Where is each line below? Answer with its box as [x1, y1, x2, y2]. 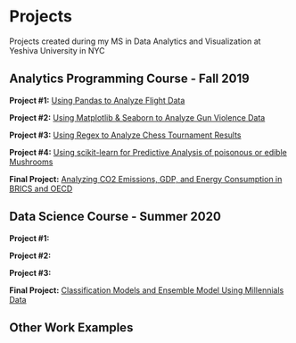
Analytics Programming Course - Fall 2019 [9, 71, 250, 87]
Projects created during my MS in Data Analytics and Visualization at [9, 36, 261, 46]
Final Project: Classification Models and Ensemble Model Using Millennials [9, 284, 284, 296]
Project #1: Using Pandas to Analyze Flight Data [9, 95, 185, 105]
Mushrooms [9, 156, 53, 167]
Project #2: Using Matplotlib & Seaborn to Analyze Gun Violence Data [9, 112, 266, 122]
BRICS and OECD [9, 183, 73, 194]
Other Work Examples [9, 320, 134, 335]
